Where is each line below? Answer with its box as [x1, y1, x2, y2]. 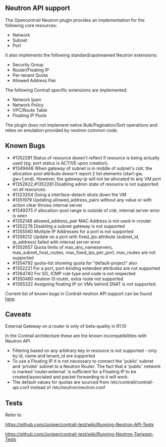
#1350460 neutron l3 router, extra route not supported [12, 276, 123, 282]
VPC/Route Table [12, 107, 48, 113]
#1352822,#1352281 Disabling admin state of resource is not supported [12, 181, 159, 187]
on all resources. [12, 186, 47, 192]
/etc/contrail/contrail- [110, 379, 154, 385]
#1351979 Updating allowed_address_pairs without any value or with [12, 197, 152, 202]
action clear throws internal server [12, 202, 83, 208]
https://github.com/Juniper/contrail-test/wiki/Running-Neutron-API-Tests [5, 422, 154, 428]
